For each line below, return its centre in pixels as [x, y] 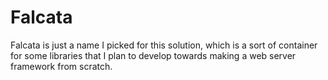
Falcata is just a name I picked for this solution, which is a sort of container [164, 45]
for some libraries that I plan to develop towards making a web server [153, 55]
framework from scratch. [61, 66]
